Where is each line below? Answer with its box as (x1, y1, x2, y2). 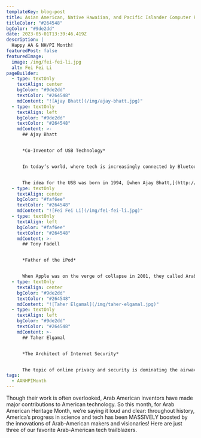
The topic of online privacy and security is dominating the (22, 367, 178, 373)
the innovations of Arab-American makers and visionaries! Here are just (6, 420, 182, 427)
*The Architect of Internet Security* (22, 350, 119, 357)
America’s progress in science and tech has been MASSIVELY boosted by (6, 413, 188, 421)
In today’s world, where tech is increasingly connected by (22, 163, 175, 170)
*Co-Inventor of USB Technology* (22, 148, 106, 154)
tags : (6, 373, 20, 379)
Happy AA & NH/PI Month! (11, 43, 74, 49)
